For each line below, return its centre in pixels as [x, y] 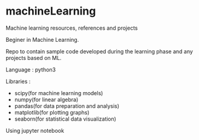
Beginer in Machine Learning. [42, 39]
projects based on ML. [34, 58]
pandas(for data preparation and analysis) [67, 106]
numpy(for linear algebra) [46, 99]
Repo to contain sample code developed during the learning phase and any [99, 51]
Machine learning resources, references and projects [72, 28]
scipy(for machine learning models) [59, 93]
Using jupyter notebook [35, 130]
